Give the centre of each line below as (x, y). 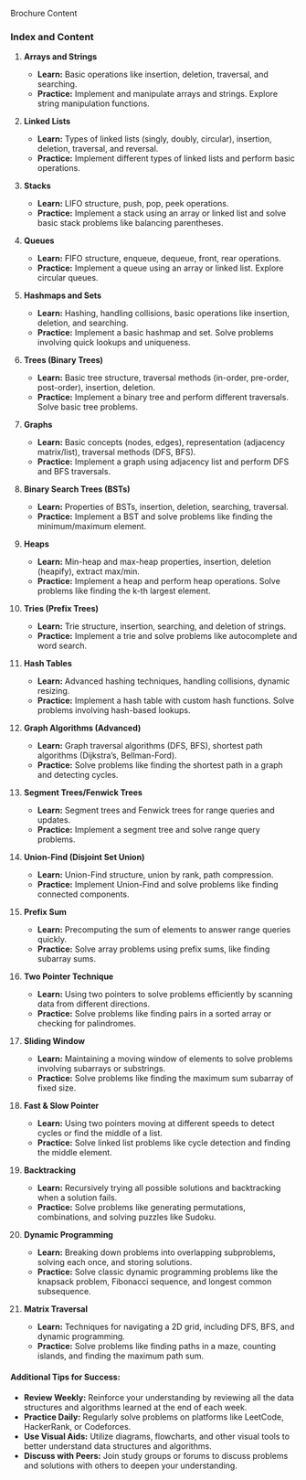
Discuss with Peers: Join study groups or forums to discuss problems (156, 1455)
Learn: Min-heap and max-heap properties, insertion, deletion (154, 562)
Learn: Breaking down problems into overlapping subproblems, (157, 1252)
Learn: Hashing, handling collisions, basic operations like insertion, (164, 314)
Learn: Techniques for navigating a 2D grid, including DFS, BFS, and (166, 1327)
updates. (54, 820)
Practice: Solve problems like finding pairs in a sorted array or (154, 1014)
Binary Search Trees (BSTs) (77, 489)
